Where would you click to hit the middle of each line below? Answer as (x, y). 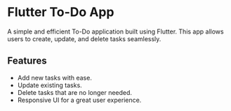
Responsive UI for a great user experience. (79, 100)
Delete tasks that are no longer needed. (74, 92)
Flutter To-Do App (61, 12)
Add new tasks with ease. (55, 77)
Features (27, 61)
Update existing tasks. (49, 85)
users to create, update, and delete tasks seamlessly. (84, 38)
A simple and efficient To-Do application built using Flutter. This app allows (115, 31)
